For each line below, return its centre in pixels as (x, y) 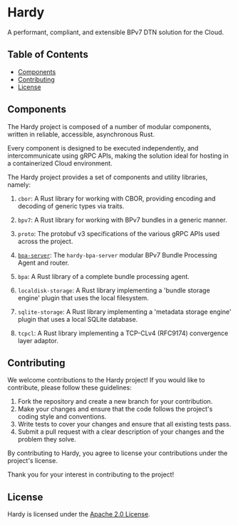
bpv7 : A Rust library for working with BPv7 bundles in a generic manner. (122, 220)
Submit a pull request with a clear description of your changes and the (121, 432)
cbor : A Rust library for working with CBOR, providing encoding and (117, 198)
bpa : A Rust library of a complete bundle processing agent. (104, 276)
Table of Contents (48, 55)
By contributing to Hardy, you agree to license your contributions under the (118, 453)
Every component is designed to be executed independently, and (103, 148)
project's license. (33, 461)
